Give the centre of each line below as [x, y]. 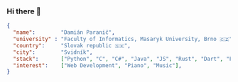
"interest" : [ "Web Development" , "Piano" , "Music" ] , [97, 65]
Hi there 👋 [24, 11]
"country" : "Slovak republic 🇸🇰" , [72, 45]
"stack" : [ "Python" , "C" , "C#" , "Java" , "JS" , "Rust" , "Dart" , [118, 59]
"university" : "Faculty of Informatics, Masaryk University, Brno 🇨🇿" [123, 39]
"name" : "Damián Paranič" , [64, 33]
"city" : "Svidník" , [53, 52]
